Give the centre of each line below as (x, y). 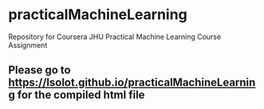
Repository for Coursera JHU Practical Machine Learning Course (115, 37)
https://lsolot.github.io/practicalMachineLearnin (132, 82)
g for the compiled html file (77, 95)
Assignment (28, 45)
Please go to (39, 70)
